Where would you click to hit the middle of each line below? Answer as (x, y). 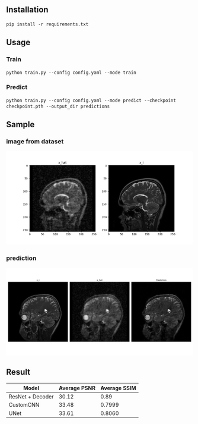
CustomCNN (24, 405)
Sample (20, 125)
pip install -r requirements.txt (47, 24)
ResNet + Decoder (31, 397)
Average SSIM (118, 388)
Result (18, 372)
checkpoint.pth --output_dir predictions (58, 106)
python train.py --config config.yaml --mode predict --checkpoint (91, 100)
